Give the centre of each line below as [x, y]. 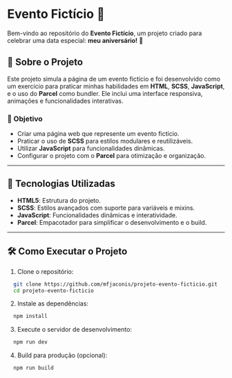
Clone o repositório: [45, 271]
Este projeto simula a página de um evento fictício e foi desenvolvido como [114, 79]
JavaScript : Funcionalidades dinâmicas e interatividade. [97, 215]
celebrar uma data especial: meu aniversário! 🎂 [75, 40]
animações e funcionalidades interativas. [66, 101]
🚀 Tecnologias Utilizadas [61, 184]
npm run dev [31, 342]
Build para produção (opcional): [62, 355]
